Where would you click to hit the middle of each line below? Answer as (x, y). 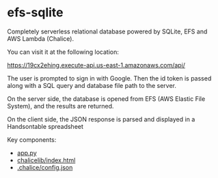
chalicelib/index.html (46, 160)
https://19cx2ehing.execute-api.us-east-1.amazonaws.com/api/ (96, 65)
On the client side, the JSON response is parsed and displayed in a (101, 119)
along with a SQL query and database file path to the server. (92, 85)
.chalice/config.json (45, 167)
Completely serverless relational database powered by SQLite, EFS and (107, 31)
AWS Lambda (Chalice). (40, 38)
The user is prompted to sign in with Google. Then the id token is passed (109, 78)
